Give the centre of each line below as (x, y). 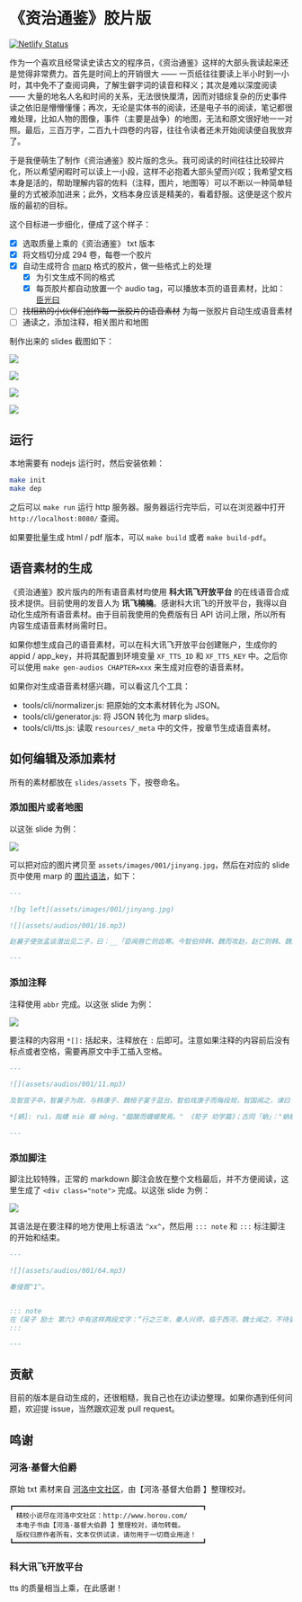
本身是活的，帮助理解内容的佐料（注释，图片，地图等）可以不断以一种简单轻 (151, 182)
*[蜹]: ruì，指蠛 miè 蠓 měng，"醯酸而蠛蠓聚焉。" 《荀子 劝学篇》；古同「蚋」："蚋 (149, 1117)
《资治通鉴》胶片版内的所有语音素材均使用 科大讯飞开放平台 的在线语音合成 (149, 592)
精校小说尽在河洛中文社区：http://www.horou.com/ (102, 1516)
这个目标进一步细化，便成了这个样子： (80, 224)
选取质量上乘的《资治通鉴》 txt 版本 (89, 243)
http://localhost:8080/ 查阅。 (67, 518)
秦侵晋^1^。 (29, 1286)
